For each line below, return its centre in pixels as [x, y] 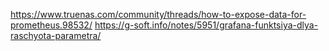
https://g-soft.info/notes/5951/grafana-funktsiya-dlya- [206, 25]
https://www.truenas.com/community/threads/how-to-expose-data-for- [158, 14]
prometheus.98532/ [51, 25]
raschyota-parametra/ [56, 35]
